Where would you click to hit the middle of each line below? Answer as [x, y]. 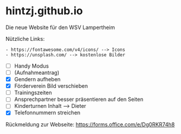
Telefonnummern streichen [47, 113]
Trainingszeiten [33, 92]
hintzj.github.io [44, 11]
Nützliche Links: [25, 39]
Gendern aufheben [37, 79]
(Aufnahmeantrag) [37, 73]
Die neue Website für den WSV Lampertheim [60, 27]
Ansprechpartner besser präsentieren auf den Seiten [79, 100]
